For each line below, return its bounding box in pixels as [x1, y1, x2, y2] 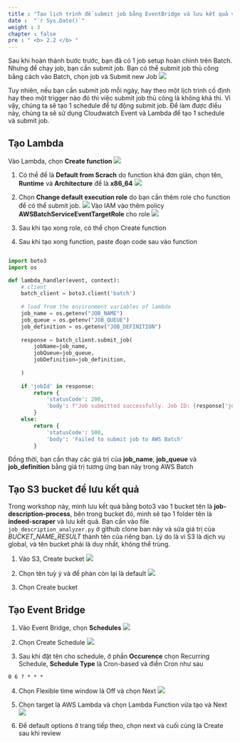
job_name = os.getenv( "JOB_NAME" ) [21, 310, 123, 317]
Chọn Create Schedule [18, 638, 85, 647]
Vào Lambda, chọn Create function [8, 157, 113, 165]
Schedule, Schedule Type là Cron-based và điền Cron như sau [18, 660, 204, 668]
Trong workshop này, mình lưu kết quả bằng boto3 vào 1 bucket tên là [8, 502, 213, 511]
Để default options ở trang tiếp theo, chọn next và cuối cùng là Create [18, 722, 224, 730]
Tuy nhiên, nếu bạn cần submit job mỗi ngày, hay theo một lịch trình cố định [8, 86, 231, 95]
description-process [8, 510, 71, 518]
